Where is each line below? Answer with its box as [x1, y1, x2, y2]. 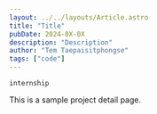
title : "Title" [9, 21, 66, 30]
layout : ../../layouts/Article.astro [9, 12, 149, 22]
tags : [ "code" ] [9, 54, 66, 63]
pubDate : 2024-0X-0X [9, 29, 86, 38]
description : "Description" [9, 37, 114, 47]
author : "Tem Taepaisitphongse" [9, 46, 129, 55]
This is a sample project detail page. [9, 94, 142, 105]
